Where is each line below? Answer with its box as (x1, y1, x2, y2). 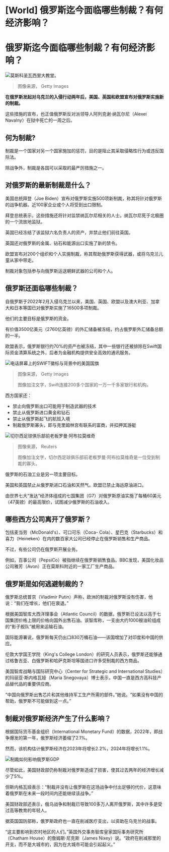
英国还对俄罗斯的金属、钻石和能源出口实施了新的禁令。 (5, 240, 120, 246)
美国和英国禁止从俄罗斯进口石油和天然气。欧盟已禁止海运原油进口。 (5, 482, 146, 488)
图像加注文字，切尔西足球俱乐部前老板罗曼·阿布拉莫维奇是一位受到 (17, 454, 156, 460)
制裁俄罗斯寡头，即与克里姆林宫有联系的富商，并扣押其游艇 (12, 422, 136, 428)
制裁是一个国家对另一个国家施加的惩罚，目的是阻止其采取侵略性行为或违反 (5, 147, 159, 154)
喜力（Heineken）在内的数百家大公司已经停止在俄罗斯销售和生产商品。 (5, 536, 153, 542)
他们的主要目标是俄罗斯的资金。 (5, 315, 71, 321)
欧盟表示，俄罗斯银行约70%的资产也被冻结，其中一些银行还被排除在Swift (5, 343, 157, 349)
